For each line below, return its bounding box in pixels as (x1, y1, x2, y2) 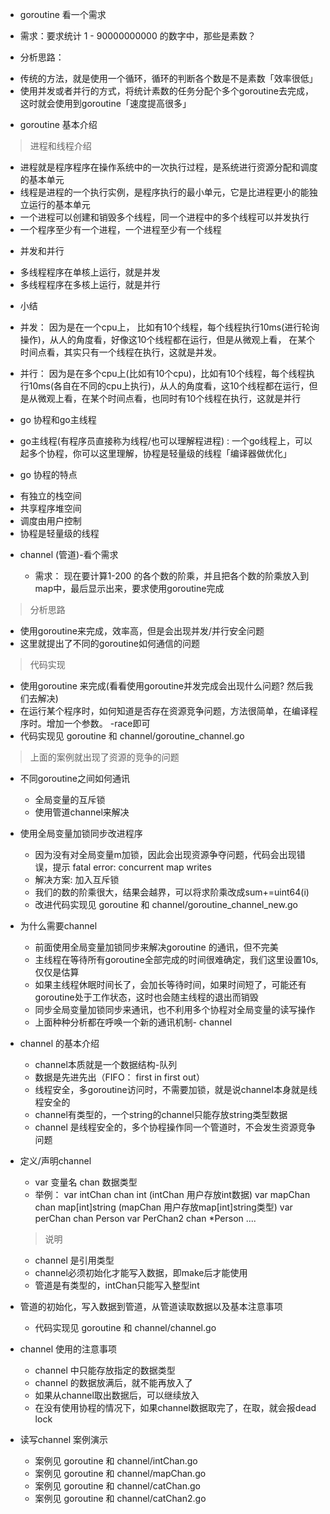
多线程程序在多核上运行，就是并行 (19, 279, 161, 290)
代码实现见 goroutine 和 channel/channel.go (34, 1322, 217, 1333)
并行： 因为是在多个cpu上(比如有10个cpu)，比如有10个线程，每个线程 (19, 368, 307, 379)
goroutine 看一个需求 (19, 9, 107, 20)
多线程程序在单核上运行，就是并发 (19, 266, 161, 278)
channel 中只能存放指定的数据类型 (34, 1364, 176, 1376)
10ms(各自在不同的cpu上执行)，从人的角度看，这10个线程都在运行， (28, 380, 310, 392)
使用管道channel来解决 (34, 806, 130, 818)
